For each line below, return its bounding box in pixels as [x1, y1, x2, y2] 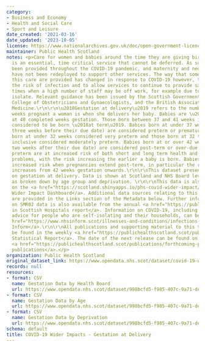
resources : [6, 269, 34, 276]
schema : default [6, 326, 48, 332]
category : [6, 9, 32, 15]
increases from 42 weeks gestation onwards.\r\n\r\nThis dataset [12, 167, 182, 173]
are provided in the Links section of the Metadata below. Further [12, 195, 187, 202]
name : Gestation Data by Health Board [12, 281, 111, 287]
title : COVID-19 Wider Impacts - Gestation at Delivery [6, 331, 151, 338]
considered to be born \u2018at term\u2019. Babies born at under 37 [12, 122, 192, 128]
